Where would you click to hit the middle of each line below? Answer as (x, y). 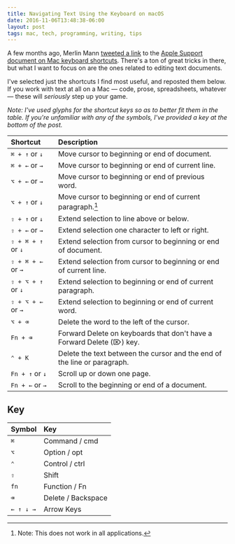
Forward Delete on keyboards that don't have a (135, 333)
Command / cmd (71, 441)
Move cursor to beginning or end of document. (135, 154)
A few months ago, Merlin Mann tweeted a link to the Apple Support (105, 53)
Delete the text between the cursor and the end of (140, 353)
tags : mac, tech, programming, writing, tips (74, 33)
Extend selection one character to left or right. (134, 230)
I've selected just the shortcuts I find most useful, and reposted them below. (116, 82)
